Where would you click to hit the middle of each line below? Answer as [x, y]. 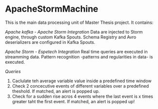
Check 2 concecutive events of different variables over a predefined [80, 86]
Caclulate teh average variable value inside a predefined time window [82, 81]
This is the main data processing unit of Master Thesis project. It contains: [79, 22]
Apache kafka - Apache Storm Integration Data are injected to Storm [74, 32]
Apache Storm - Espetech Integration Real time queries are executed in [76, 52]
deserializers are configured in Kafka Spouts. [50, 42]
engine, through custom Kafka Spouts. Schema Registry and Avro [71, 37]
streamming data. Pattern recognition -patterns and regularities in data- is [79, 56]
